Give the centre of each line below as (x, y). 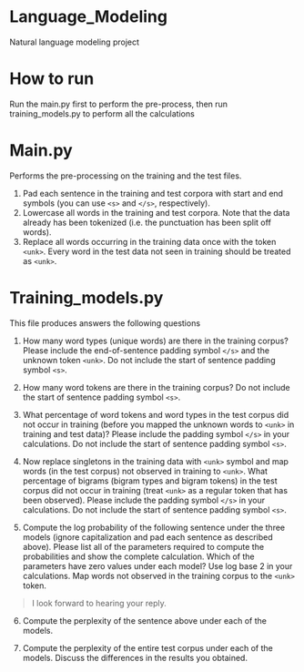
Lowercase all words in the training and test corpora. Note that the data (156, 212)
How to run (52, 79)
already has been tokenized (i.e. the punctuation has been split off (147, 222)
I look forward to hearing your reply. (99, 603)
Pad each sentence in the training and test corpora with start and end (153, 193)
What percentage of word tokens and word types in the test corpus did (156, 414)
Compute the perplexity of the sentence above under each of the (144, 620)
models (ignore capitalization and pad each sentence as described (147, 537)
